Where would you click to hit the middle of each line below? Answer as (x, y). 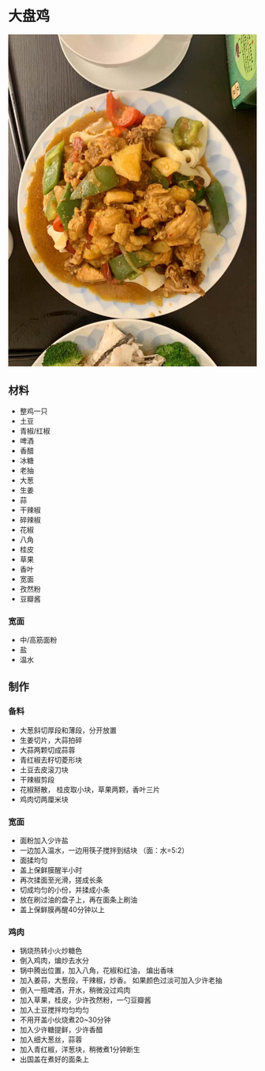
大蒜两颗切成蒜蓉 (47, 750)
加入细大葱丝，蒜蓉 (51, 1039)
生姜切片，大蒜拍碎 (51, 740)
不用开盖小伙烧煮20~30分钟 (65, 1020)
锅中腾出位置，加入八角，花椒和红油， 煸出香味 (97, 971)
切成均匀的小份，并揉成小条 (65, 890)
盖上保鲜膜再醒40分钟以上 (62, 910)
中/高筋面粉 (38, 640)
